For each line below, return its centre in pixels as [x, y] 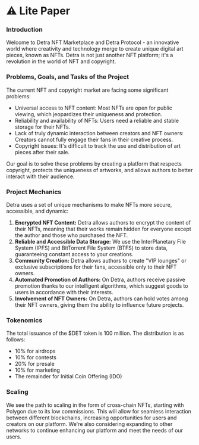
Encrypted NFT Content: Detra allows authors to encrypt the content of [103, 223]
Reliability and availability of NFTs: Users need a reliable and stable [97, 120]
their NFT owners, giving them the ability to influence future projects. [99, 305]
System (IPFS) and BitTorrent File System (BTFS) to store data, [91, 248]
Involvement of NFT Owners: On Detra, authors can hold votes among [101, 298]
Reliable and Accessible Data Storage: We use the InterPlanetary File [100, 242]
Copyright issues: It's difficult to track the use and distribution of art [98, 146]
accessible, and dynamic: [37, 211]
